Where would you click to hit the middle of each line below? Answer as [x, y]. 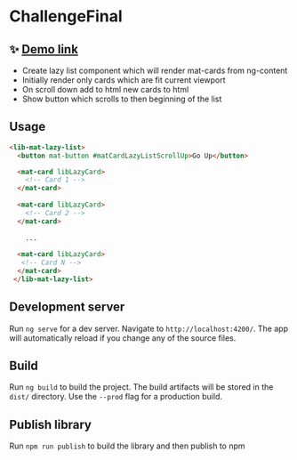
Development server [67, 307]
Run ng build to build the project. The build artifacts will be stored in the [141, 387]
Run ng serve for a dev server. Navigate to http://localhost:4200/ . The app [149, 328]
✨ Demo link [44, 49]
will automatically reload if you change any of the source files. [123, 338]
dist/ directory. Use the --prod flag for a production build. [116, 397]
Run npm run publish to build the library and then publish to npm [128, 446]
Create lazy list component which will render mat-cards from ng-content [155, 70]
